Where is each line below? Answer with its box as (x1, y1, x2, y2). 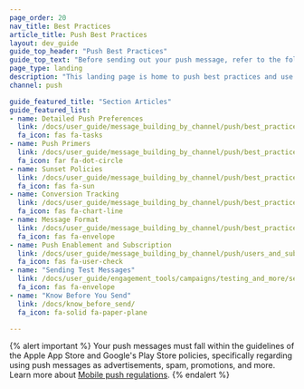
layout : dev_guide (9, 38, 79, 48)
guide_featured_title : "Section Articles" (9, 97, 172, 106)
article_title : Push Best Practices (9, 30, 147, 39)
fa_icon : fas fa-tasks (17, 131, 103, 141)
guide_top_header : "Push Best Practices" (9, 47, 168, 56)
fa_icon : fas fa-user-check (17, 258, 124, 267)
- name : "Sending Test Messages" (9, 266, 136, 275)
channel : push (9, 81, 63, 90)
